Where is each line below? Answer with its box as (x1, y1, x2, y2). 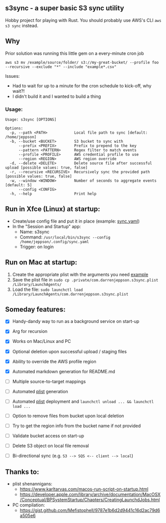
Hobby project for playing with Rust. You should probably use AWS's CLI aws (5, 17, 162, 23)
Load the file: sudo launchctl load (12, 286, 83, 292)
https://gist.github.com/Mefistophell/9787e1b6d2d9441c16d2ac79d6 (19, 508, 161, 514)
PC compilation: (12, 502, 45, 508)
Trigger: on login (19, 244, 54, 250)
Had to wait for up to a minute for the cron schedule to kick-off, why (12, 82, 152, 89)
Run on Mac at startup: (5, 258, 78, 266)
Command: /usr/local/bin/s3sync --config (19, 234, 111, 240)
